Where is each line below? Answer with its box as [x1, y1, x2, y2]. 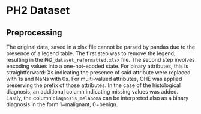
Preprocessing [6, 28, 62, 38]
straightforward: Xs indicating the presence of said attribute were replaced [6, 69, 191, 76]
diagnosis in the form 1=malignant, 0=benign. [6, 101, 118, 108]
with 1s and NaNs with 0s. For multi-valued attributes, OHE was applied [6, 76, 182, 82]
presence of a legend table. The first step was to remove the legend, [6, 50, 176, 57]
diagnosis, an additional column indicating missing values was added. [6, 88, 179, 95]
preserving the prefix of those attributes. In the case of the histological [6, 82, 181, 89]
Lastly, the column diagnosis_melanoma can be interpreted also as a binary [6, 94, 189, 101]
